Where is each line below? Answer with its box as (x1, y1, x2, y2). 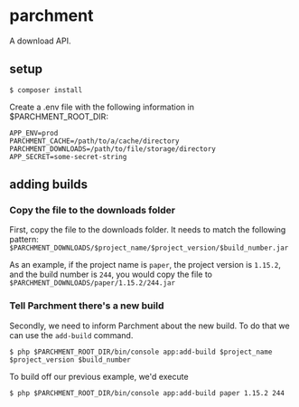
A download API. (9, 35, 71, 46)
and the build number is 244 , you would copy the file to (9, 269, 213, 280)
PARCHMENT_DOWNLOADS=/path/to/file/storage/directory (9, 144, 217, 154)
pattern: (9, 234, 39, 245)
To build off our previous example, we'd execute (9, 371, 189, 382)
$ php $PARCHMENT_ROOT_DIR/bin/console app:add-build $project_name (9, 347, 273, 356)
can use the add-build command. (9, 329, 134, 340)
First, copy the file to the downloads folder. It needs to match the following (9, 224, 286, 235)
